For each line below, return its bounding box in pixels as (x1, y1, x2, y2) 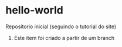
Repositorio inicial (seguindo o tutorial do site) (5, 23, 117, 30)
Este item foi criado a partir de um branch (13, 34, 115, 41)
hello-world (5, 4, 64, 17)
